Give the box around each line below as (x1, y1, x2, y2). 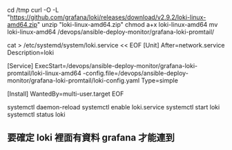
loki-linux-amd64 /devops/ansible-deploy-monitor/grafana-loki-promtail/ (7, 28, 215, 36)
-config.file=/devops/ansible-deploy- (82, 69, 188, 77)
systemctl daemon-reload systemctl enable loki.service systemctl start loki (7, 103, 220, 111)
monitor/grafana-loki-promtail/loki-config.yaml (7, 76, 140, 85)
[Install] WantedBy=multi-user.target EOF (7, 89, 124, 98)
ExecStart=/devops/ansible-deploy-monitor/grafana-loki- (35, 62, 198, 69)
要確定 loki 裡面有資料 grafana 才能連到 (7, 132, 175, 144)
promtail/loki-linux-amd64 (7, 69, 81, 77)
